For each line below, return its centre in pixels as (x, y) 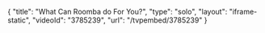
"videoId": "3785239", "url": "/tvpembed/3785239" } (120, 20)
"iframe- (243, 12)
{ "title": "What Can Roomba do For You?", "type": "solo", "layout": (118, 12)
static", (19, 20)
